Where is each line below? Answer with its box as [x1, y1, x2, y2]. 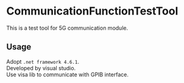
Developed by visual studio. [6, 64, 76, 71]
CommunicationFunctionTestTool [6, 4, 179, 18]
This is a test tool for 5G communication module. [6, 24, 129, 32]
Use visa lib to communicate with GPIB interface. [6, 71, 129, 78]
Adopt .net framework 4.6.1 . [6, 58, 79, 65]
